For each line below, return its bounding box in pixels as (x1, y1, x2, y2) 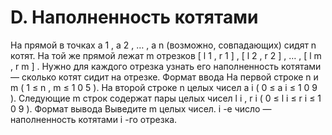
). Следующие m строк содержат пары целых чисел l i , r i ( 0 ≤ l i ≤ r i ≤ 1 (10, 92, 322, 104)
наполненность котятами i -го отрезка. (10, 113, 178, 125)
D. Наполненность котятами (10, 6, 259, 29)
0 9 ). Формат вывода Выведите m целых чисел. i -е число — (10, 102, 272, 115)
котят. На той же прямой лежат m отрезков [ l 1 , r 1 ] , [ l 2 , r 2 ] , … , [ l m (10, 49, 322, 61)
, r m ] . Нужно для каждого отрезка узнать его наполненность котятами (10, 60, 322, 72)
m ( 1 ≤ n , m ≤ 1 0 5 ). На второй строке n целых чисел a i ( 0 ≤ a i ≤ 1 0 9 (10, 81, 318, 93)
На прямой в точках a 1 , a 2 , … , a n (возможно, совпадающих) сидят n (10, 39, 317, 51)
